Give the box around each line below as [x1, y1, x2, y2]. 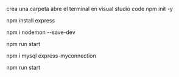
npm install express [6, 17, 55, 24]
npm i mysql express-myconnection [6, 52, 96, 59]
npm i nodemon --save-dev [6, 28, 76, 36]
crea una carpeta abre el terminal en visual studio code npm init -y [6, 5, 174, 12]
